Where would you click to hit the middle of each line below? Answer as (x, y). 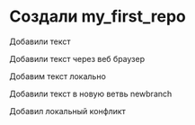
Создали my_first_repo (97, 17)
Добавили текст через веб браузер (77, 58)
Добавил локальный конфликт (67, 111)
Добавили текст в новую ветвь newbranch (91, 94)
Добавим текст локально (58, 76)
